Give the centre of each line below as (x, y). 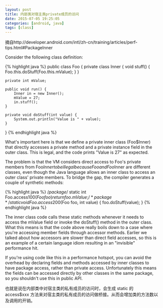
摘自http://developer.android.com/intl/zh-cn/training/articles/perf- (71, 42)
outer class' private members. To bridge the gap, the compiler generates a (80, 177)
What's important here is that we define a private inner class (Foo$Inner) (78, 142)
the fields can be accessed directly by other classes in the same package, (79, 273)
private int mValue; (26, 81)
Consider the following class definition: (44, 57)
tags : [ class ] (19, 28)
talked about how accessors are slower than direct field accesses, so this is (81, 238)
